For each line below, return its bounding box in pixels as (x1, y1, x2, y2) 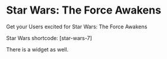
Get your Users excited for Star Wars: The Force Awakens (6, 23, 147, 30)
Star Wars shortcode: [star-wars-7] (6, 34, 92, 41)
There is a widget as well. (6, 45, 69, 53)
